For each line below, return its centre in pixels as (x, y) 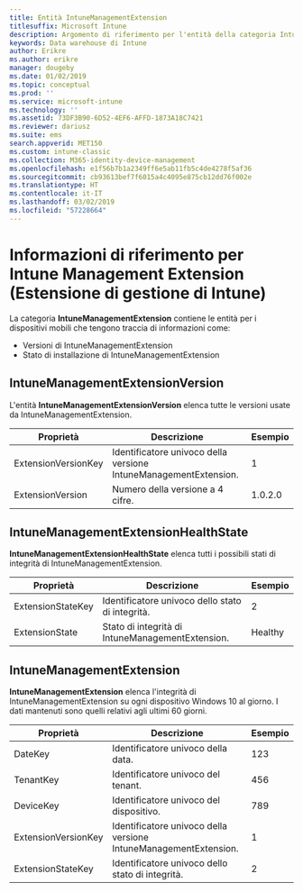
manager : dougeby (42, 68)
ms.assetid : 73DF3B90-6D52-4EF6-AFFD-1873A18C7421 (106, 118)
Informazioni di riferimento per (127, 255)
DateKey (32, 754)
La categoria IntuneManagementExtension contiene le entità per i (133, 318)
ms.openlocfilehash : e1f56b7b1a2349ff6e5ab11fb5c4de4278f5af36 (131, 168)
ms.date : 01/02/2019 (48, 77)
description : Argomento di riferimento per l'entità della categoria (143, 34)
